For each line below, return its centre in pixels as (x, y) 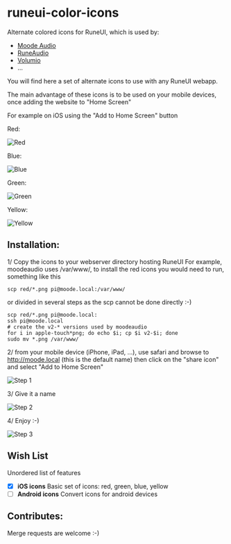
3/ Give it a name (32, 393)
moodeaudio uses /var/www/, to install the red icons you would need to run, (115, 269)
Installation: (34, 245)
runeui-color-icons (63, 13)
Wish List (28, 456)
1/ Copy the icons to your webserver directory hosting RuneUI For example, (114, 261)
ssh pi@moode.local (35, 321)
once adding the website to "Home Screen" (69, 101)
